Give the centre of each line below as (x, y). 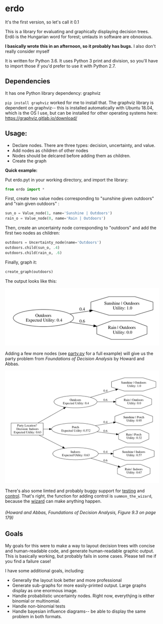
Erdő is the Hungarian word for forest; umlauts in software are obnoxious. (79, 37)
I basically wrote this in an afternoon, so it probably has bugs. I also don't (81, 46)
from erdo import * (25, 189)
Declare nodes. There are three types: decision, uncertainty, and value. (83, 145)
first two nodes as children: (32, 233)
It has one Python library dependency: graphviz (53, 93)
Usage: (16, 134)
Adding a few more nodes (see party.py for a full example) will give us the (79, 353)
